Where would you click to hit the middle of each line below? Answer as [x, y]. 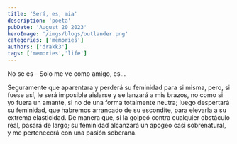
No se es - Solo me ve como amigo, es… [67, 73]
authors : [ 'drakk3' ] [38, 47]
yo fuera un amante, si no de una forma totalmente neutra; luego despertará [118, 102]
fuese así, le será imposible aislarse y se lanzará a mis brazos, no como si [115, 95]
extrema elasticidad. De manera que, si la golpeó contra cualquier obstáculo [119, 117]
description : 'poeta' [39, 21]
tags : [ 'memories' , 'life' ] [47, 54]
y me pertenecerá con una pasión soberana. [72, 133]
